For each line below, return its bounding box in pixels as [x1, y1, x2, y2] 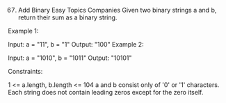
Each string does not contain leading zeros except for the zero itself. [8, 88, 204, 96]
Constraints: [8, 68, 43, 75]
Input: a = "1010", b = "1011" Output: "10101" [8, 54, 132, 62]
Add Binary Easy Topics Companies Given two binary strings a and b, [17, 6, 217, 14]
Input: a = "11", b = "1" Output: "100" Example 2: [8, 40, 145, 48]
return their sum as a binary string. [17, 13, 118, 22]
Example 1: [8, 27, 39, 35]
